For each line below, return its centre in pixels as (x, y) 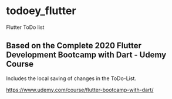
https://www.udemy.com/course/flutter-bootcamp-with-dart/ (80, 90)
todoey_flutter (41, 11)
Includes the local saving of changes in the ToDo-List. (71, 78)
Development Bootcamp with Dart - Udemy (86, 55)
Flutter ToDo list (25, 27)
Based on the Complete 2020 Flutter (74, 46)
